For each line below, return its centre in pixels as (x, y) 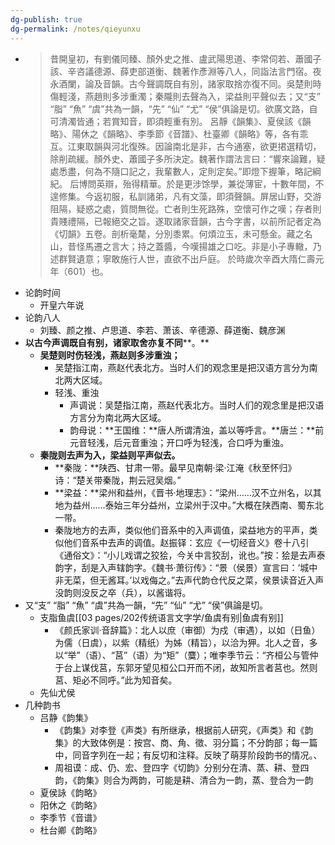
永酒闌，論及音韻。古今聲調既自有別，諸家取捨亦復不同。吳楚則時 (185, 83)
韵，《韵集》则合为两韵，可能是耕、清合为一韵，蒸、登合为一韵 (184, 780)
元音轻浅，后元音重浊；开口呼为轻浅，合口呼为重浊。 (179, 442)
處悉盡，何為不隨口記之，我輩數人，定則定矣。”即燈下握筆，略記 (181, 171)
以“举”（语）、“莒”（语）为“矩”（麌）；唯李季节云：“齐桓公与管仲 (186, 655)
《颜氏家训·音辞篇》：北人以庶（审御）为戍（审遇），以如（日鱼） (187, 630)
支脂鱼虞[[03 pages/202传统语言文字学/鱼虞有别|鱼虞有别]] (161, 617)
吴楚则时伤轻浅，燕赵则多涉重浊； (110, 355)
